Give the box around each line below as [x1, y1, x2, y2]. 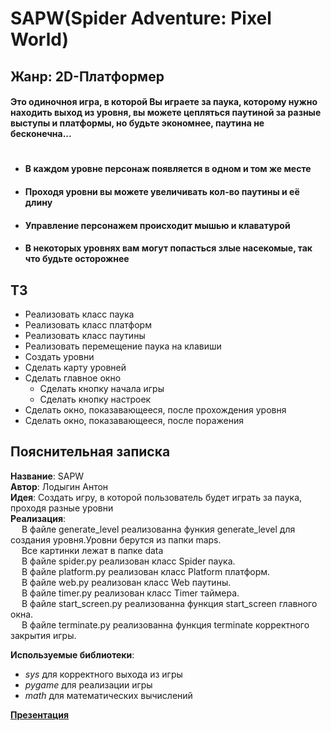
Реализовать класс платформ [24, 318, 152, 331]
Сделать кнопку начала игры [39, 382, 165, 394]
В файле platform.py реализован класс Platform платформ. [21, 565, 271, 577]
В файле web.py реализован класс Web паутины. [21, 576, 232, 588]
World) [10, 28, 69, 51]
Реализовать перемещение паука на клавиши [24, 340, 222, 352]
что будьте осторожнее [24, 253, 130, 265]
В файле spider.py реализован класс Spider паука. [21, 555, 236, 567]
